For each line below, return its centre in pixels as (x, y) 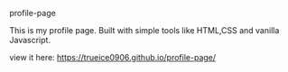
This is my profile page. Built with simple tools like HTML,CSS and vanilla (144, 30)
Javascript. (30, 40)
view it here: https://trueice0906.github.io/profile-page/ (113, 57)
